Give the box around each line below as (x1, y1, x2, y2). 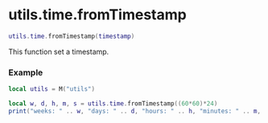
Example (8, 67, 43, 78)
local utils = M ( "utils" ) (8, 85, 95, 93)
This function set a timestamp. (8, 47, 109, 56)
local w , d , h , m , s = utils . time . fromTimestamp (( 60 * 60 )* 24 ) (8, 99, 218, 108)
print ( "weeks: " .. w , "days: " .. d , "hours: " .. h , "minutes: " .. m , (8, 107, 262, 115)
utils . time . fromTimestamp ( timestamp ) (8, 32, 135, 40)
